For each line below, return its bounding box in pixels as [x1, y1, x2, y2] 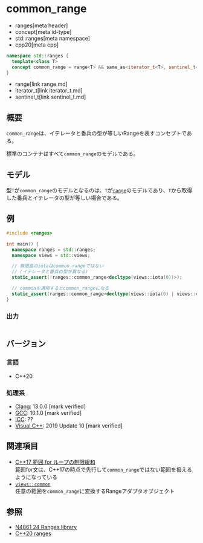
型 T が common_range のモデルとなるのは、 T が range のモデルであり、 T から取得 [6, 187, 193, 194]
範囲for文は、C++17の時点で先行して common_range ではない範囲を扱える [14, 466, 192, 473]
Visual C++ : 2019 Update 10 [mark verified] [14, 422, 123, 429]
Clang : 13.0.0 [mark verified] [14, 403, 86, 410]
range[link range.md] [14, 80, 68, 88]
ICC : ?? [14, 415, 33, 423]
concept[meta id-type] [14, 28, 72, 35]
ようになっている [14, 473, 58, 481]
